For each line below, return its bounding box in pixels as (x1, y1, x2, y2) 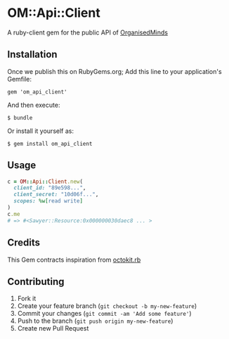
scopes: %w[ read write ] (13, 198, 83, 205)
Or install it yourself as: (7, 127, 74, 135)
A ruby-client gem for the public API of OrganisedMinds (7, 28, 169, 37)
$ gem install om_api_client (7, 140, 93, 147)
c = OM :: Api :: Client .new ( (7, 178, 83, 185)
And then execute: (7, 101, 60, 109)
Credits (7, 237, 41, 249)
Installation (7, 49, 58, 60)
